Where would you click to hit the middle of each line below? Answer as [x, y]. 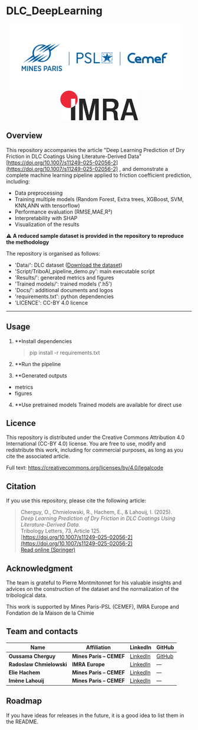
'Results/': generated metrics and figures [64, 277]
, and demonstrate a [144, 169]
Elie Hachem [24, 673]
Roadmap [24, 701]
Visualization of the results [47, 224]
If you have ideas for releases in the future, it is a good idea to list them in [95, 715]
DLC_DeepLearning [55, 11]
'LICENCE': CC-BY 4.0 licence [51, 302]
